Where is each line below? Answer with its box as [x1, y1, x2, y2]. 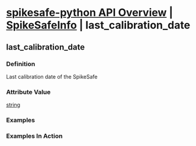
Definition [6, 60, 36, 68]
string [6, 101, 21, 109]
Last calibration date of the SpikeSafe [6, 73, 98, 80]
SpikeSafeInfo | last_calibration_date [6, 18, 191, 32]
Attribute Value [6, 87, 51, 96]
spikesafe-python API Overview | [6, 6, 173, 20]
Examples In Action [6, 132, 63, 140]
